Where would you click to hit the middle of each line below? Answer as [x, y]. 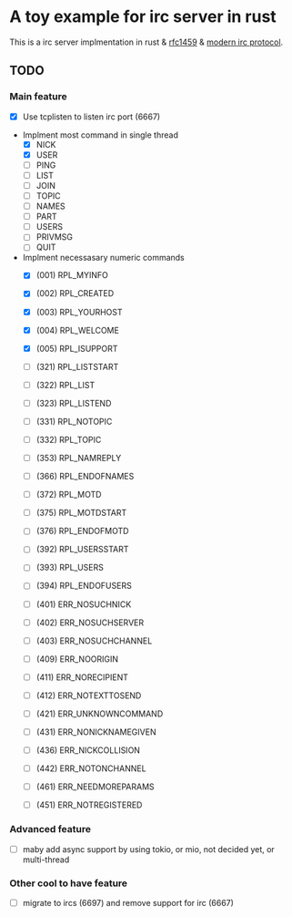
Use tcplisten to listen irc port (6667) [91, 117]
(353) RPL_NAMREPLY [79, 458]
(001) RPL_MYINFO [72, 275]
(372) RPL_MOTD [69, 495]
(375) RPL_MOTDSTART [81, 513]
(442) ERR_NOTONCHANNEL [91, 768]
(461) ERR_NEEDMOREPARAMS [95, 787]
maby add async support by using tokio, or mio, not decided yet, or [148, 849]
